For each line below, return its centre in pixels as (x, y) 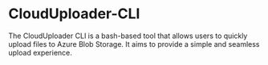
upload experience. (40, 52)
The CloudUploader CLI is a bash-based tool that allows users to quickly (128, 36)
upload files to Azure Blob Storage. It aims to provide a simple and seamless (134, 44)
